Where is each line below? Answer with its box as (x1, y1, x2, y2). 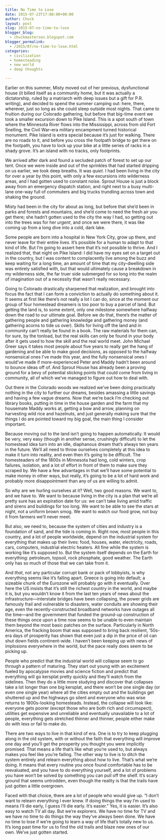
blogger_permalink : (5, 40, 45, 44)
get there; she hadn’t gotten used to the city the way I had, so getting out (5, 214, 154, 220)
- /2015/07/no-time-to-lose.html (9, 44, 78, 49)
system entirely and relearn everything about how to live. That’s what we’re (5, 757, 158, 762)
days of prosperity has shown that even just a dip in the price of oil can (13, 633, 157, 639)
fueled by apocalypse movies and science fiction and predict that (5, 669, 138, 674)
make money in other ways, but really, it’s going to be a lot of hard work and (5, 473, 159, 479)
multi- (142, 184, 154, 189)
